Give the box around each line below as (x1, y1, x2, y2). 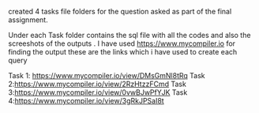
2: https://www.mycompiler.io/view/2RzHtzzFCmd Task (8, 79, 187, 89)
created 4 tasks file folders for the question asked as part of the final (8, 7, 232, 16)
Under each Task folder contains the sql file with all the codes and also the (8, 31, 251, 40)
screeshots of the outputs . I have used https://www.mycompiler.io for (8, 39, 235, 48)
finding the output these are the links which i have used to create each (8, 47, 238, 56)
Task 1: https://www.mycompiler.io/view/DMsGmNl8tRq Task (8, 71, 205, 80)
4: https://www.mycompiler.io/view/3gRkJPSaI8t (8, 96, 164, 105)
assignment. (8, 15, 49, 24)
